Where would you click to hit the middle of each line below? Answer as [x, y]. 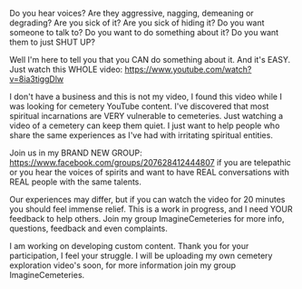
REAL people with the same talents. [76, 182]
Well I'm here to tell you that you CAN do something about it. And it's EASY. [150, 60]
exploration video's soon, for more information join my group [122, 265]
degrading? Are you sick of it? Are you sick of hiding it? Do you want [137, 23]
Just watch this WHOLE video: [66, 69]
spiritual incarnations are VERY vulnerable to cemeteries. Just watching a [146, 116]
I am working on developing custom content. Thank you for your [129, 246]
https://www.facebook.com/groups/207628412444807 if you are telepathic [151, 162]
